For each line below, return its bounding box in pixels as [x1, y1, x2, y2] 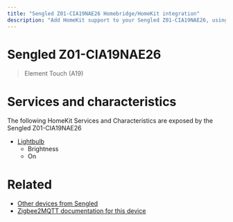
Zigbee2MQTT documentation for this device [17, 207, 146, 215]
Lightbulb [17, 137, 45, 146]
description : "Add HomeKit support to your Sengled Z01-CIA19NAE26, [7, 17, 209, 24]
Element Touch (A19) [24, 69, 84, 78]
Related [7, 176, 52, 192]
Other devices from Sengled [17, 199, 98, 208]
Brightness [27, 145, 59, 153]
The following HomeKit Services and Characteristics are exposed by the [7, 117, 214, 125]
